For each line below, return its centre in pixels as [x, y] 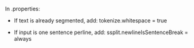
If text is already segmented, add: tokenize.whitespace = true [90, 20]
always [23, 39]
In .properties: [22, 9]
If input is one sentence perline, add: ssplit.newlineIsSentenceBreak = [101, 32]
